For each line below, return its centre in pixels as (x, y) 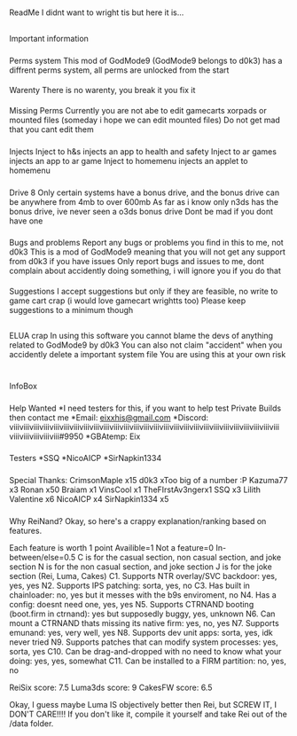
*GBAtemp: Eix (113, 436)
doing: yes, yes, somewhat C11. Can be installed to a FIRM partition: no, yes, (148, 661)
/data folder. (31, 724)
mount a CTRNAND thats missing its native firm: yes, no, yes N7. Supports (144, 623)
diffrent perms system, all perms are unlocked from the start (119, 70)
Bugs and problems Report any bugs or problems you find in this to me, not (146, 243)
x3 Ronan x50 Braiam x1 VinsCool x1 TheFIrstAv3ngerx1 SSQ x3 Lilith (135, 489)
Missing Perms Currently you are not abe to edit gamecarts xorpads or (138, 110)
